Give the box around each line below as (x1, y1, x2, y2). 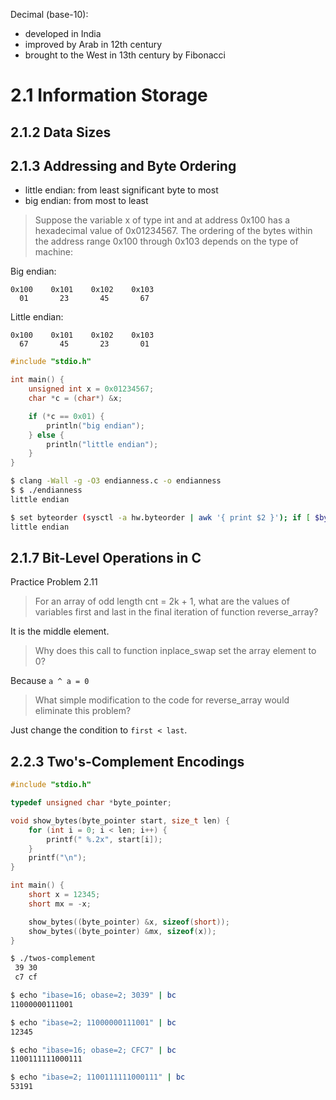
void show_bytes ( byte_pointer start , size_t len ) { (10, 815, 230, 826)
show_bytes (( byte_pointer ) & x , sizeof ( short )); (28, 917, 230, 927)
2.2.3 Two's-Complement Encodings (10, 753, 245, 770)
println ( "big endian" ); (46, 420, 145, 431)
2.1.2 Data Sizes (10, 124, 112, 141)
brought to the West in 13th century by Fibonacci (24, 49, 226, 61)
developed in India (24, 28, 102, 39)
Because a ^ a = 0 (10, 675, 90, 687)
